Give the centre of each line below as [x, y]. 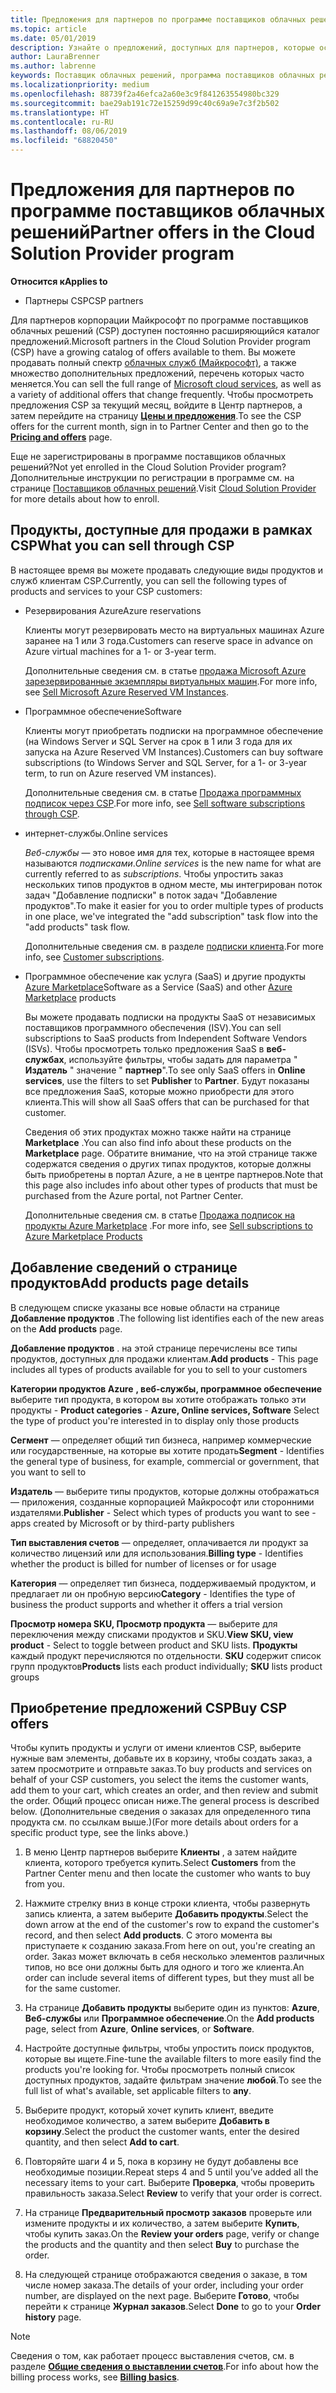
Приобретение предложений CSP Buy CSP [149, 1707]
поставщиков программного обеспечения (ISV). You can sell [153, 1027]
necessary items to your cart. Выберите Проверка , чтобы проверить [169, 2183]
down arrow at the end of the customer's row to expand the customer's [172, 1925]
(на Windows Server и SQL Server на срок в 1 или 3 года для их [158, 741]
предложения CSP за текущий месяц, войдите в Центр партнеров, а [156, 405]
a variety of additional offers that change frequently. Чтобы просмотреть [162, 394]
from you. [44, 1884]
